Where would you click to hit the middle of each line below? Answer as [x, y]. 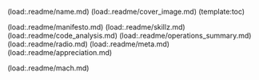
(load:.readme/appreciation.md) [60, 52]
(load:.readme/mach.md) [48, 68]
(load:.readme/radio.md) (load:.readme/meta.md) [88, 44]
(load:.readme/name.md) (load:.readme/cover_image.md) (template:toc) [126, 12]
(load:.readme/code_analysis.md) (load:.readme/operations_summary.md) [129, 36]
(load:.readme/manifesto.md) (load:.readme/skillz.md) [96, 27]
